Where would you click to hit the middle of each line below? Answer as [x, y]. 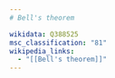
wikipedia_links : [42, 51]
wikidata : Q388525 [44, 34]
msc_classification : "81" [58, 43]
